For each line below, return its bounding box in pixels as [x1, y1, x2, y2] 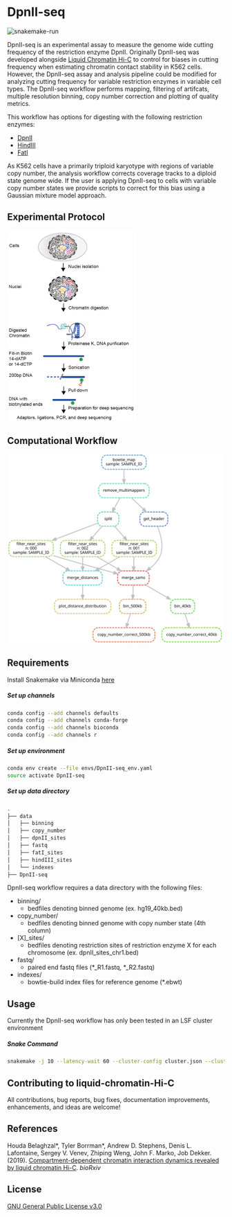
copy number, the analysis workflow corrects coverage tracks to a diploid [7, 169, 216, 177]
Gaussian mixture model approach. [7, 191, 107, 199]
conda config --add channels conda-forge [7, 717, 128, 724]
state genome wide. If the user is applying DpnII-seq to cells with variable [7, 176, 216, 184]
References [7, 1123, 58, 1135]
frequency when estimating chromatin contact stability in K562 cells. [7, 62, 202, 71]
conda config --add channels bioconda [7, 725, 119, 731]
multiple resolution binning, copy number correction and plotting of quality [7, 91, 219, 100]
